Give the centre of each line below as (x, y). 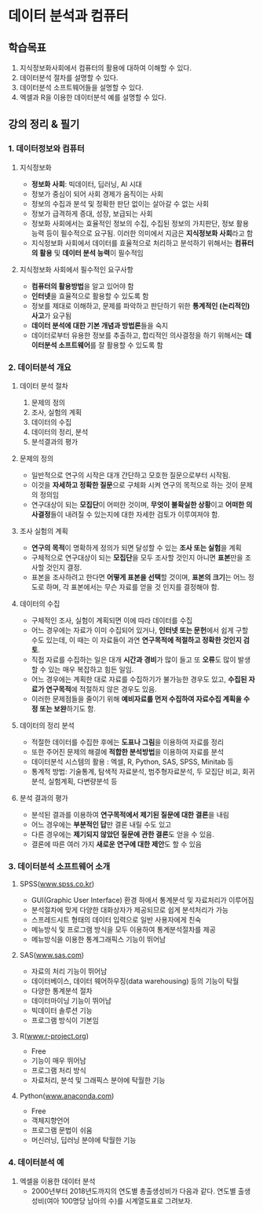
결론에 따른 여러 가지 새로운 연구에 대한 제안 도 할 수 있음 (117, 844)
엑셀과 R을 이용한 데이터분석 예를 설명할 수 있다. (93, 97)
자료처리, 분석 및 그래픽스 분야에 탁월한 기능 (98, 1080)
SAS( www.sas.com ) (52, 955)
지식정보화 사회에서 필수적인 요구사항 (76, 269)
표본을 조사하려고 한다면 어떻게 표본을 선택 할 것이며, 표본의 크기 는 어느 (139, 577)
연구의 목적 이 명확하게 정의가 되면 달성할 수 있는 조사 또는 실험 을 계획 (136, 547)
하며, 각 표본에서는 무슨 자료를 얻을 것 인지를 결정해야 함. (133, 586)
